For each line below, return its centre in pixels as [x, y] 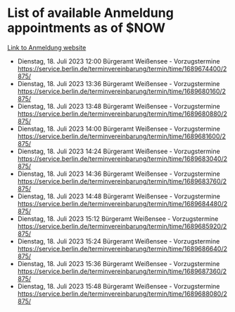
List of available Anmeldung [90, 13]
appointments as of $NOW [87, 28]
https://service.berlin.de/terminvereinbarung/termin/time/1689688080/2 [122, 294]
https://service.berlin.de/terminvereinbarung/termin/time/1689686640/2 [122, 248]
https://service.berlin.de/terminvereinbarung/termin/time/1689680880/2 [122, 114]
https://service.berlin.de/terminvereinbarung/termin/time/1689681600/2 [122, 136]
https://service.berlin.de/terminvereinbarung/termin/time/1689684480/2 [122, 203]
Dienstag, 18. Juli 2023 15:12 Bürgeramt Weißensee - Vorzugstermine [118, 218]
